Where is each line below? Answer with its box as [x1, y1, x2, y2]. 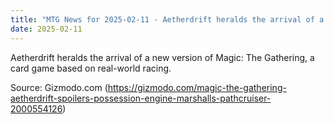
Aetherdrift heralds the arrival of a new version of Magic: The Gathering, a [10, 51, 315, 63]
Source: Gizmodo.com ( [10, 81, 108, 93]
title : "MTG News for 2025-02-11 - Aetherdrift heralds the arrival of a [10, 14, 325, 25]
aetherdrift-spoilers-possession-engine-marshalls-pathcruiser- [10, 92, 272, 104]
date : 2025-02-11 [10, 24, 83, 34]
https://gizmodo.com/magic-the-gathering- [107, 81, 287, 93]
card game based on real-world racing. [10, 62, 172, 74]
